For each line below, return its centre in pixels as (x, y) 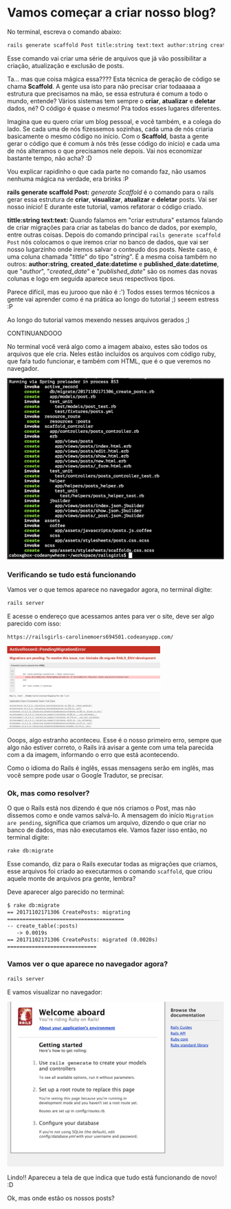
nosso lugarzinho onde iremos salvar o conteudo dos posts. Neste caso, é (112, 249)
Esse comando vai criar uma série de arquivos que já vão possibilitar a (107, 58)
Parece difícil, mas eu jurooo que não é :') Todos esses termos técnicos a (111, 292)
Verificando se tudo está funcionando (71, 575)
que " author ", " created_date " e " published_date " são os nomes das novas (112, 271)
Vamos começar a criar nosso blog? (112, 13)
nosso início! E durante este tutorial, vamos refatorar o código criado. (105, 206)
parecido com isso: (34, 623)
